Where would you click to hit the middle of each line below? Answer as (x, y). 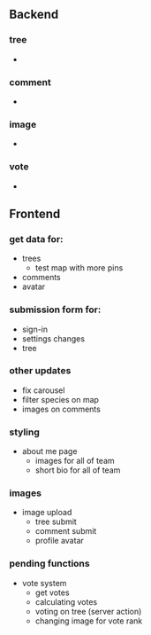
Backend (34, 15)
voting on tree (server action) (88, 611)
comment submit (66, 531)
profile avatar (59, 541)
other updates (40, 371)
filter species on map (60, 399)
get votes (52, 592)
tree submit (56, 521)
